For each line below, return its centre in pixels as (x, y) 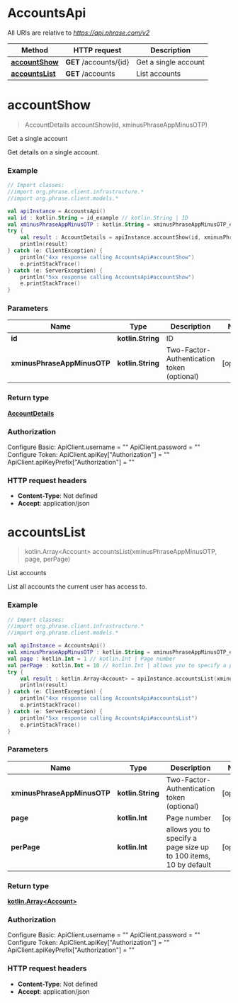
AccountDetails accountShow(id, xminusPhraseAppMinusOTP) (116, 125)
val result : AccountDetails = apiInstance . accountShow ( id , (110, 238)
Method (34, 50)
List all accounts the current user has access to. (77, 586)
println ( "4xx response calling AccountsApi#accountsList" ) (109, 698)
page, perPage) (47, 559)
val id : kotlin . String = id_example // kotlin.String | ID (98, 217)
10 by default (188, 864)
